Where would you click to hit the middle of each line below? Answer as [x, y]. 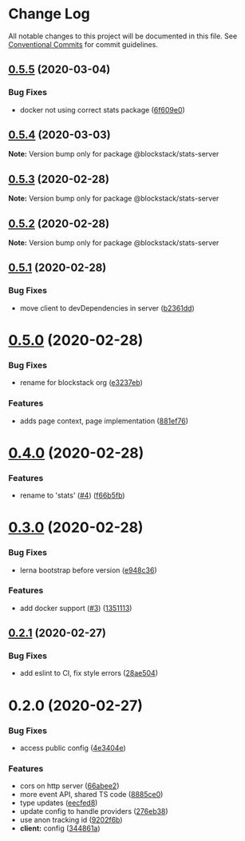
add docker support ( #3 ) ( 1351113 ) [76, 608]
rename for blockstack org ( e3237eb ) [81, 383]
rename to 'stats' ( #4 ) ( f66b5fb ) [72, 495]
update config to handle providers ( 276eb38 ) [94, 811]
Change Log [49, 14]
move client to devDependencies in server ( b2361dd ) [107, 307]
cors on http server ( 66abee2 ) [69, 786]
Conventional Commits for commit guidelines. [83, 44]
